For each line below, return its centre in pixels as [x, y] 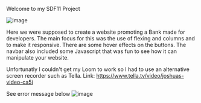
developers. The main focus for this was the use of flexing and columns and [101, 38]
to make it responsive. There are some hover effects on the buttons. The [96, 45]
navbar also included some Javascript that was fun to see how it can [91, 51]
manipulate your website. [38, 58]
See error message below [38, 94]
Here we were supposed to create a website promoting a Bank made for [96, 32]
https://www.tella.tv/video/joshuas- [140, 76]
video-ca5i [20, 82]
